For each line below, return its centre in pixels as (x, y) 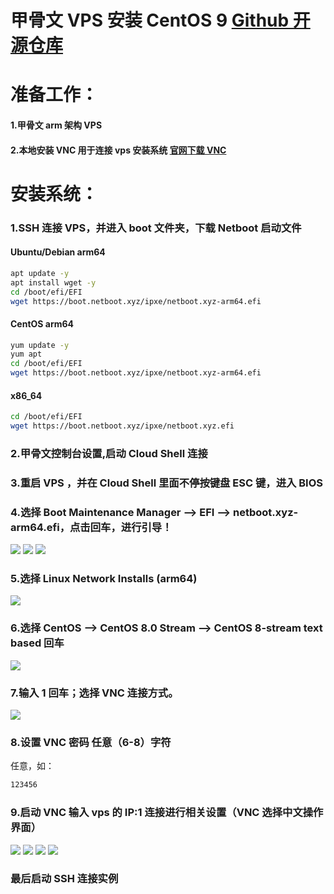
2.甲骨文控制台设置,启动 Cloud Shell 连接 (109, 453)
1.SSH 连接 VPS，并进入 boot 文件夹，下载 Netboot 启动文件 (156, 228)
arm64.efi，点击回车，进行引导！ (91, 527)
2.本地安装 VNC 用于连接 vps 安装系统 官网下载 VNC (118, 150)
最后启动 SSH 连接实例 (64, 879)
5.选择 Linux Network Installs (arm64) (104, 579)
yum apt (26, 354)
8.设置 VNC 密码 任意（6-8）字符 (91, 742)
